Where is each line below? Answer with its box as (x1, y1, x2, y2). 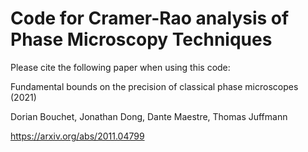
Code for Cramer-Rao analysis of (10, 7, 290, 30)
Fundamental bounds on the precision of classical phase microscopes (10, 80, 299, 92)
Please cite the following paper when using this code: (10, 61, 231, 73)
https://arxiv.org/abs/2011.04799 (10, 130, 145, 142)
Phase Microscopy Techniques (10, 28, 273, 51)
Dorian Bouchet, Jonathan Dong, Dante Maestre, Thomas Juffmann (10, 110, 288, 122)
